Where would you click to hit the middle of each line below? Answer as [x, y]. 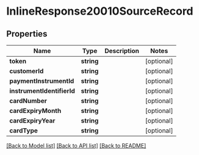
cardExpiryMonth [35, 111]
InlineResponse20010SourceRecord [100, 11]
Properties [27, 34]
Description [122, 51]
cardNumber [28, 101]
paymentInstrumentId [42, 81]
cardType [24, 131]
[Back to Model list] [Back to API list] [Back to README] [76, 146]
